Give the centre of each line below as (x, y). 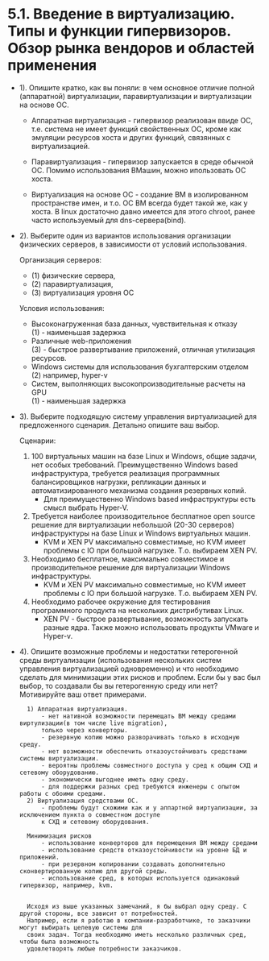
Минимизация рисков (59, 836)
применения (52, 66)
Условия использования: (62, 308)
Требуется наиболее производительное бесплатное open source (143, 516)
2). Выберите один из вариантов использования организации (125, 235)
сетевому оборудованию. (59, 773)
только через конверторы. (84, 730)
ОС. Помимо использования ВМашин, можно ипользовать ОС (139, 170)
